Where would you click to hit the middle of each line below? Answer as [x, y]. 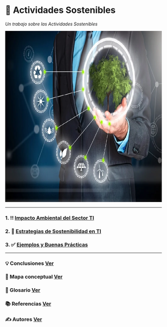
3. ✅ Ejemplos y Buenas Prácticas [46, 244]
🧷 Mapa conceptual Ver [34, 277]
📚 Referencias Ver [28, 304]
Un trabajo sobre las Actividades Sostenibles [51, 24]
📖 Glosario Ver [23, 290]
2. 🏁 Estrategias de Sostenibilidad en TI [53, 231]
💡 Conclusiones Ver [30, 263]
